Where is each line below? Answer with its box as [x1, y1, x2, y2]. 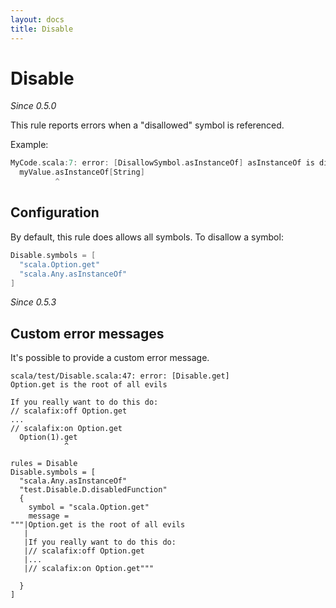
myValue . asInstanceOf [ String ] [19, 167, 145, 178]
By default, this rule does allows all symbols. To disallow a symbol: [10, 231, 284, 243]
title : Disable [10, 24, 74, 34]
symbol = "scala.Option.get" [28, 502, 150, 513]
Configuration [10, 204, 100, 221]
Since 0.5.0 [10, 100, 57, 112]
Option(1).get [19, 432, 78, 443]
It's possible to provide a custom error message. [10, 352, 210, 364]
